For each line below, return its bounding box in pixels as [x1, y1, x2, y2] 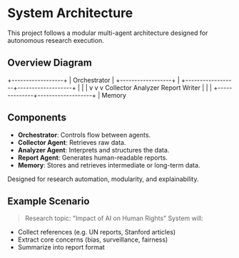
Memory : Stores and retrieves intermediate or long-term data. [17, 160, 200, 169]
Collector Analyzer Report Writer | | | [104, 83, 213, 92]
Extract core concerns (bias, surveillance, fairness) [17, 235, 168, 244]
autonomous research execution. [7, 36, 105, 44]
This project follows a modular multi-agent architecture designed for [7, 29, 208, 37]
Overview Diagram [7, 57, 93, 69]
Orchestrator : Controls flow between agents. [17, 130, 151, 139]
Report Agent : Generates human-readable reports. [17, 153, 168, 162]
